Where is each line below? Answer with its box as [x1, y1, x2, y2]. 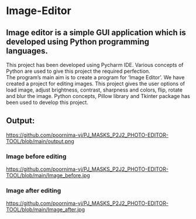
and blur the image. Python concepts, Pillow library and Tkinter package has [6, 93, 190, 99]
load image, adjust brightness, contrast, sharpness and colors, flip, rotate [6, 86, 183, 93]
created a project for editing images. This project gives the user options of [6, 80, 185, 87]
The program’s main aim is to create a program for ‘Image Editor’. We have [6, 74, 185, 80]
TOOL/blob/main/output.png [6, 137, 74, 144]
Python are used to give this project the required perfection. [6, 68, 150, 75]
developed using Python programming [6, 36, 150, 46]
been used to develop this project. [6, 99, 89, 106]
